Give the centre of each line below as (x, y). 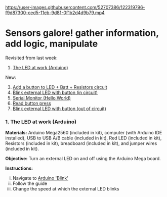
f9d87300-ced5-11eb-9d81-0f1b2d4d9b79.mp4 (55, 13)
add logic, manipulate (52, 44)
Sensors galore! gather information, (82, 33)
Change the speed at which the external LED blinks (66, 189)
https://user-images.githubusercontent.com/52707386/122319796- (75, 7)
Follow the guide (30, 183)
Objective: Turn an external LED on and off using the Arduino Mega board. (83, 159)
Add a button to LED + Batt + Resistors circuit (60, 87)
